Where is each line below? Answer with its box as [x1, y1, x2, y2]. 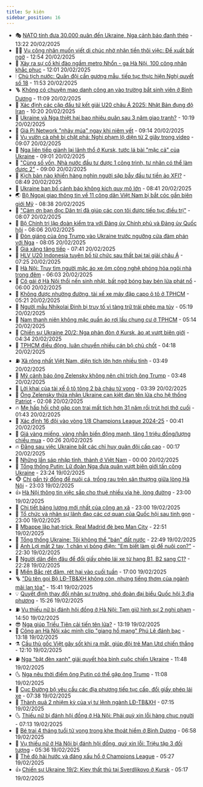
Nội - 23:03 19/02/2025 [14, 482, 74, 489]
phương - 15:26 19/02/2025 [14, 596, 83, 604]
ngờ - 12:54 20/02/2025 [14, 53, 76, 60]
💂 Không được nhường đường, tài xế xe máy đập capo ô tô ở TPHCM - [14, 290, 190, 297]
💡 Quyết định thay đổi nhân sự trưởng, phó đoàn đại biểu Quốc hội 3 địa [14, 590, 195, 597]
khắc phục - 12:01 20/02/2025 [14, 66, 91, 73]
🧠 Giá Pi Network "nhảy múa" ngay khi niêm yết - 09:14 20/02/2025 [14, 126, 184, 134]
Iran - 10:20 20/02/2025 [14, 107, 76, 115]
